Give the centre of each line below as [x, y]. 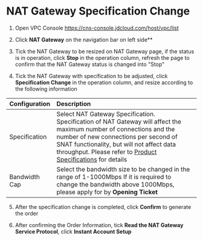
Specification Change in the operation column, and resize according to [104, 82]
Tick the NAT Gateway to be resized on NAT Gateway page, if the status [105, 51]
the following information [46, 88]
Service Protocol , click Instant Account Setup [73, 231]
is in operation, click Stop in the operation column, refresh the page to [102, 58]
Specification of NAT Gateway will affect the [119, 121]
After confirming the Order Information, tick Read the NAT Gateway [99, 225]
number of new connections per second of [117, 136]
